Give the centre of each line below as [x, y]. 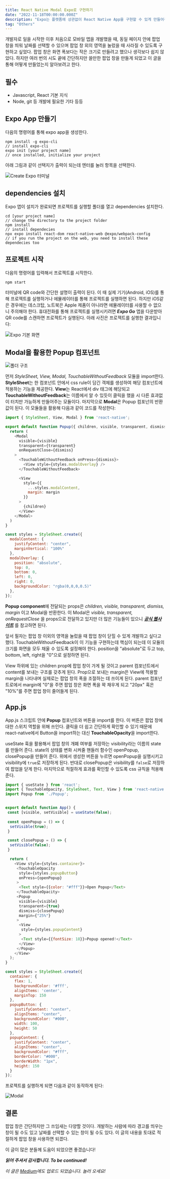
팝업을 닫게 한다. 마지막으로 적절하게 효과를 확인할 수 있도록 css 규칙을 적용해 [87, 769]
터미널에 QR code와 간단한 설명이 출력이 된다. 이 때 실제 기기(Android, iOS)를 [82, 292]
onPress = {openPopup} [40, 878]
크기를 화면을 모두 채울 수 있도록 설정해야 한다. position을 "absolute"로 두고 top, [85, 649]
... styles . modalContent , [54, 488]
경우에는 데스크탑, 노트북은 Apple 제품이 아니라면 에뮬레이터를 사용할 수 [81, 305]
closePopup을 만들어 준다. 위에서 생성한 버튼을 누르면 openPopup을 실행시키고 [84, 756]
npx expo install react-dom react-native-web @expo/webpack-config [78, 234]
